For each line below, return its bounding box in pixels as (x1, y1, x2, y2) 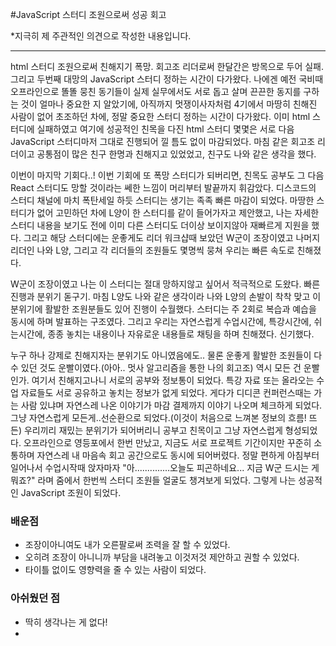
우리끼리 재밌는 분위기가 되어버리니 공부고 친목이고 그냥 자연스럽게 (23, 424, 283, 436)
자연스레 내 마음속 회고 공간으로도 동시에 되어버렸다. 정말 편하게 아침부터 (36, 449, 320, 461)
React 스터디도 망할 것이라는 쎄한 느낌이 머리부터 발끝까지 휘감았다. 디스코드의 (10, 182, 317, 193)
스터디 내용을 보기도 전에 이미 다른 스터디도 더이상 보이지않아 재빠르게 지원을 (10, 219, 310, 231)
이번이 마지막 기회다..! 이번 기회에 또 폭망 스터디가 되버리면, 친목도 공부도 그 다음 (10, 169, 325, 181)
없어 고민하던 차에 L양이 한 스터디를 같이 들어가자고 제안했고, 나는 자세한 (36, 207, 320, 218)
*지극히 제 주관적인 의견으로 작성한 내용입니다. (10, 30, 192, 42)
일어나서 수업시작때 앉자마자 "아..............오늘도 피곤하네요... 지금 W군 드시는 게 (10, 462, 320, 473)
